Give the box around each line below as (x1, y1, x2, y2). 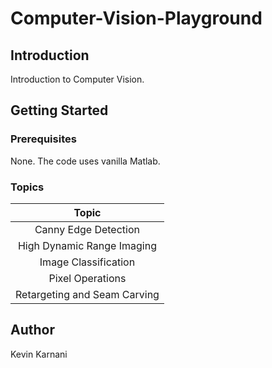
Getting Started (10, 102, 109, 119)
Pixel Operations (48, 271, 127, 285)
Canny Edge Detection (34, 222, 140, 236)
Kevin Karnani (10, 348, 68, 360)
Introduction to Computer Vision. (10, 73, 145, 85)
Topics (10, 180, 45, 194)
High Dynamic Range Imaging (17, 238, 157, 252)
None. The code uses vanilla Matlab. (10, 155, 161, 167)
